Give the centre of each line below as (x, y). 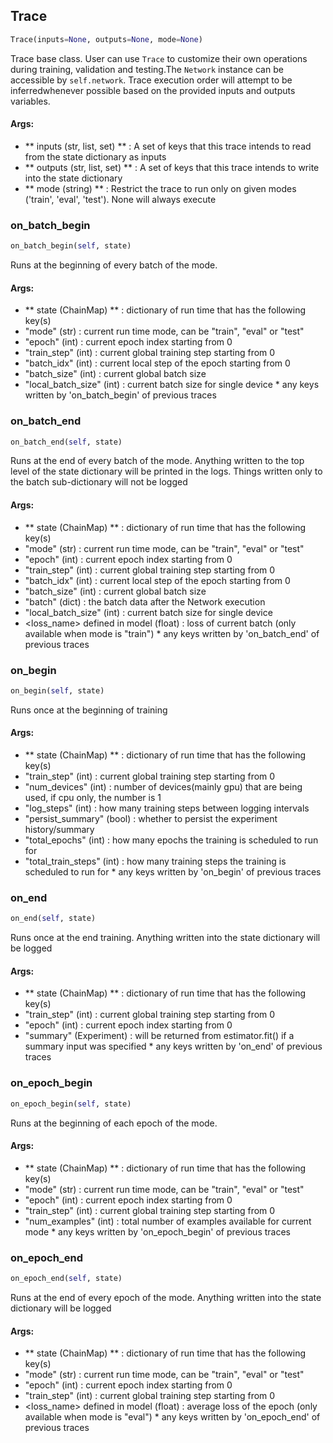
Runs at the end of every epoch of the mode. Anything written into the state (166, 1297)
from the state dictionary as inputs (95, 156)
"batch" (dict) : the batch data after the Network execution (145, 601)
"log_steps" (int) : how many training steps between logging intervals (167, 808)
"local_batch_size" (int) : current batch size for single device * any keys (172, 385)
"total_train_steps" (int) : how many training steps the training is (155, 861)
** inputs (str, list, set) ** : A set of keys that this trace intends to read (168, 146)
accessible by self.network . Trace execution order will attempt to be (151, 80)
